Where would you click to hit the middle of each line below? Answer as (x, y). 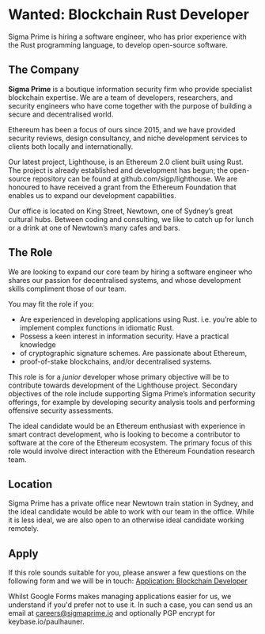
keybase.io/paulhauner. (46, 622)
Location (30, 484)
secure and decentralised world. (61, 114)
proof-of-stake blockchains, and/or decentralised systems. (115, 361)
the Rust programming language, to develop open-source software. (118, 44)
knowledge (38, 344)
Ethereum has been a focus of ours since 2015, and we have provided (122, 129)
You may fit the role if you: (51, 304)
